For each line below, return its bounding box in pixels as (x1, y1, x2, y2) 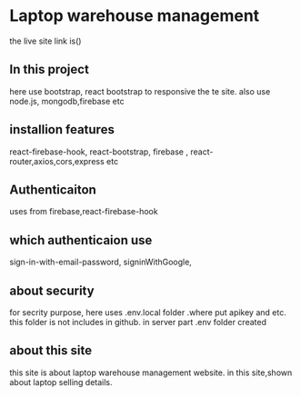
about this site (9, 342, 93, 359)
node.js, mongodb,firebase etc (9, 95, 125, 106)
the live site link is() (9, 35, 82, 46)
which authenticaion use (9, 233, 153, 248)
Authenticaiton (9, 182, 97, 197)
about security (9, 283, 95, 298)
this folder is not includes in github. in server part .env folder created (9, 317, 266, 327)
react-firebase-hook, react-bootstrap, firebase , (9, 146, 189, 157)
